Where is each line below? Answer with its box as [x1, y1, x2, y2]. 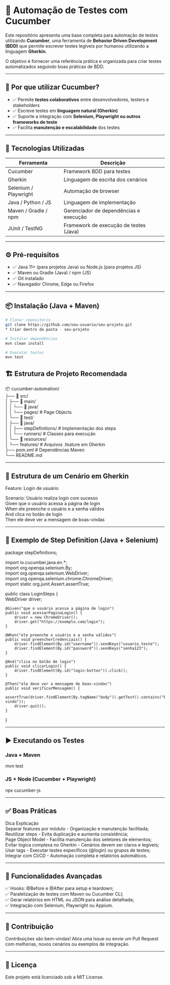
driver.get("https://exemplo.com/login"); [14, 619, 105, 624]
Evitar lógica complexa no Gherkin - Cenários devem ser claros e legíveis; [5, 841, 159, 848]
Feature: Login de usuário [5, 485, 59, 491]
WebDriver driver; [5, 596, 42, 602]
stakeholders [12, 102, 40, 108]
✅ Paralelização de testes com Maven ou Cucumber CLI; [5, 891, 124, 897]
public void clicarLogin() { [5, 663, 67, 669]
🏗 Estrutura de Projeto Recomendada [5, 369, 127, 378]
